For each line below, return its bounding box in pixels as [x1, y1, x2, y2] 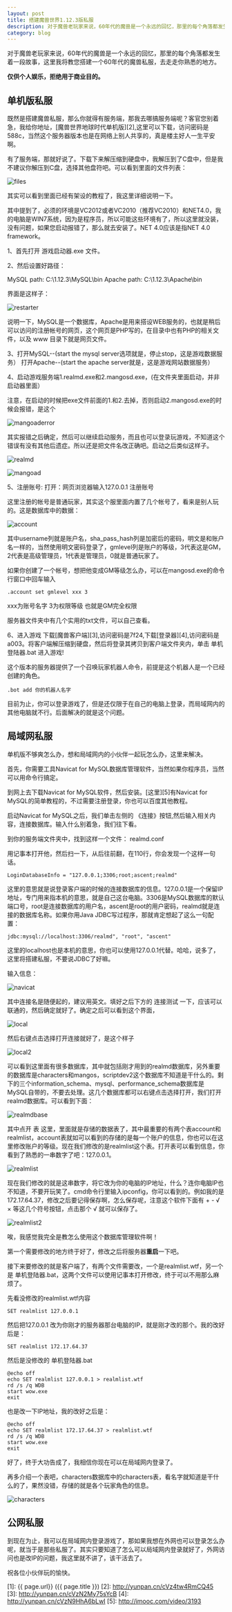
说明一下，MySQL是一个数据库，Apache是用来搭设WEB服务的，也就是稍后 [7, 318, 221, 326]
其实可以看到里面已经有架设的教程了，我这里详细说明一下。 [7, 191, 177, 200]
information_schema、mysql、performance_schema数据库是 [30, 1079, 205, 1088]
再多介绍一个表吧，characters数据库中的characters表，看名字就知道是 [7, 1472, 208, 1481]
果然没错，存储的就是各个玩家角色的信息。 [30, 1481, 153, 1489]
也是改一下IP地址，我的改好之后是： [7, 1407, 110, 1415]
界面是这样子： [7, 289, 50, 298]
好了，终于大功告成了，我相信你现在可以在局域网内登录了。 [7, 1458, 177, 1466]
